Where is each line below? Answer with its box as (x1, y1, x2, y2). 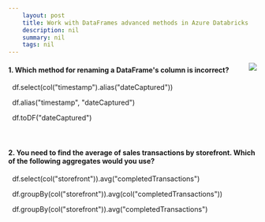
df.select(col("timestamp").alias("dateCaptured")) (11, 83, 174, 92)
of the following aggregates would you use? (8, 156, 155, 165)
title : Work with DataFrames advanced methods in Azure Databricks (22, 19, 248, 27)
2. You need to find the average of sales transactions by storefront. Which (8, 147, 256, 157)
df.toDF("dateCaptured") (11, 113, 92, 123)
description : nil (22, 26, 80, 34)
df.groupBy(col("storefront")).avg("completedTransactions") (11, 204, 208, 213)
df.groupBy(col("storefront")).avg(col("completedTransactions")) (11, 189, 223, 198)
